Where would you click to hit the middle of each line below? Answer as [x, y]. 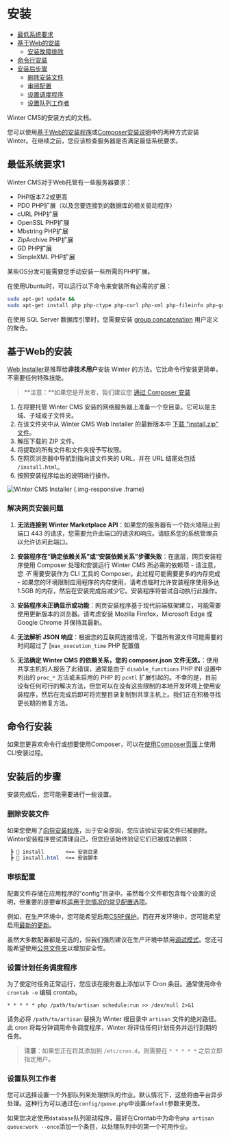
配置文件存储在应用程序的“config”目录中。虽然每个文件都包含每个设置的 [109, 893]
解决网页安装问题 [35, 508]
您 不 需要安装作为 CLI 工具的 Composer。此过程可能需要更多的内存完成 [119, 573]
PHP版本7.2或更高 [42, 197]
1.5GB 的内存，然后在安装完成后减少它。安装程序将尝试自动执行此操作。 [119, 590]
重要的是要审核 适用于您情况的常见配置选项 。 [88, 902]
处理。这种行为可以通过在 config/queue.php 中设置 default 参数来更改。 [105, 1103]
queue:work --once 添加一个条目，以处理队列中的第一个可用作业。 [99, 1127]
